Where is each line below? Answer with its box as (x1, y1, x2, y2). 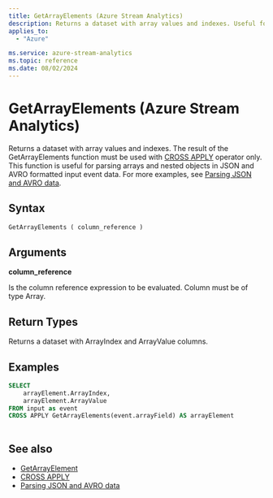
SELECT (8, 381, 31, 390)
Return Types (8, 314, 79, 329)
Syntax (8, 201, 45, 215)
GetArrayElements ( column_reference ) (8, 223, 144, 232)
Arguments (8, 245, 67, 259)
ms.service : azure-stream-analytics (8, 50, 132, 58)
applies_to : (8, 27, 49, 35)
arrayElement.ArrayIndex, (23, 389, 111, 397)
